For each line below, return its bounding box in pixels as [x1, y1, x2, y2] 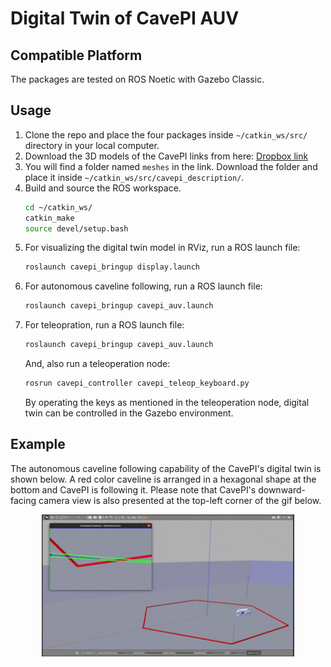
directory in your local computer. [24, 139, 160, 151]
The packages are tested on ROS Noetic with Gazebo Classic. [10, 73, 265, 85]
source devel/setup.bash [24, 223, 129, 234]
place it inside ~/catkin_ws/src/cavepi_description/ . [24, 171, 245, 183]
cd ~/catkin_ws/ [24, 202, 93, 212]
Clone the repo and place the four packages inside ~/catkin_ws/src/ [24, 128, 308, 141]
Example [10, 436, 66, 453]
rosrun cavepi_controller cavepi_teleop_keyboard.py [24, 378, 250, 389]
